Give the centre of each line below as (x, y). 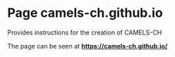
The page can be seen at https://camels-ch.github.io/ (87, 46)
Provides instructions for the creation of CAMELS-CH (85, 32)
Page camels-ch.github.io (85, 13)
